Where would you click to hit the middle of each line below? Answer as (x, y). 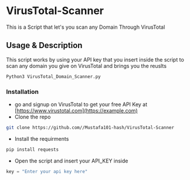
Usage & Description (44, 45)
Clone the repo (33, 117)
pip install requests (33, 150)
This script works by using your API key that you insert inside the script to (95, 59)
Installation (23, 91)
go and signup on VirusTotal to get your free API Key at (81, 104)
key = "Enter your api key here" (47, 171)
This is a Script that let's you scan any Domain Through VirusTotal (86, 27)
